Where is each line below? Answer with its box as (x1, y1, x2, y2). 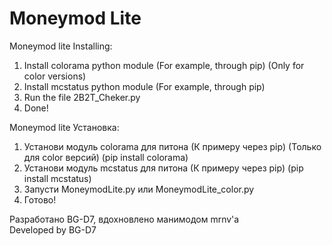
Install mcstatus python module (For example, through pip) (23, 80, 266, 92)
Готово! (23, 193, 57, 206)
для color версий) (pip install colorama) (23, 151, 189, 163)
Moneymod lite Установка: (9, 121, 120, 133)
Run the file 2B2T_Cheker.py (23, 91, 141, 103)
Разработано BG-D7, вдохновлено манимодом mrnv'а (9, 213, 240, 225)
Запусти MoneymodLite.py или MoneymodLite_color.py (23, 183, 255, 195)
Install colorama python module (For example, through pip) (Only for (23, 59, 305, 71)
